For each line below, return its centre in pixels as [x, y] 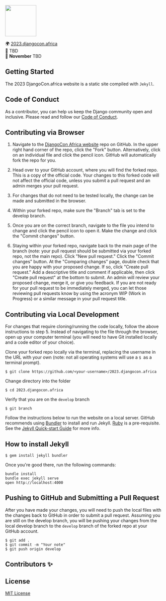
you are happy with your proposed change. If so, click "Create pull [80, 267]
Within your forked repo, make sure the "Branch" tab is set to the [79, 210]
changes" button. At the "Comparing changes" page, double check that [85, 262]
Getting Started [30, 72]
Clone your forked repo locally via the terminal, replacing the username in [80, 352]
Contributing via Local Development [62, 314]
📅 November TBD [23, 56]
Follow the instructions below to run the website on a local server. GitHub [80, 418]
